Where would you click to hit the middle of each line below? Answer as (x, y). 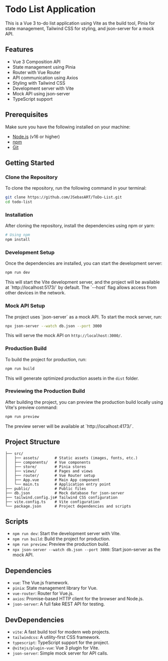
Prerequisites (27, 115)
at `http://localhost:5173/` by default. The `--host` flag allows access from (81, 287)
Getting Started (30, 163)
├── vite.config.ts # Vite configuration (52, 502)
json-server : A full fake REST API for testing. (59, 604)
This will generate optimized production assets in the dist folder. (72, 378)
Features (19, 49)
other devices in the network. (36, 293)
